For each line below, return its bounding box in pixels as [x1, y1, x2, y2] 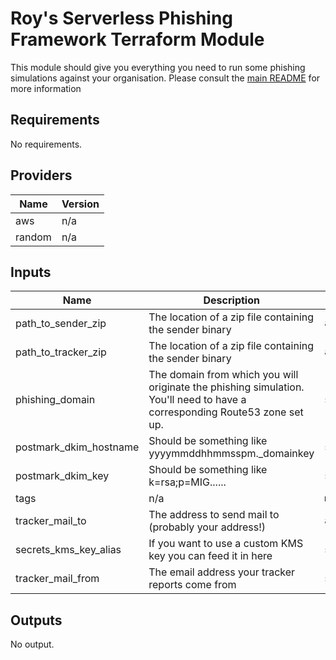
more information [10, 82, 82, 94]
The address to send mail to [148, 508, 280, 522]
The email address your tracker [148, 565, 296, 579]
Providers [10, 167, 73, 184]
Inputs [10, 263, 52, 281]
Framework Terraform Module [10, 28, 265, 51]
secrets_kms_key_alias [15, 543, 122, 557]
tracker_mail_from [15, 572, 100, 586]
